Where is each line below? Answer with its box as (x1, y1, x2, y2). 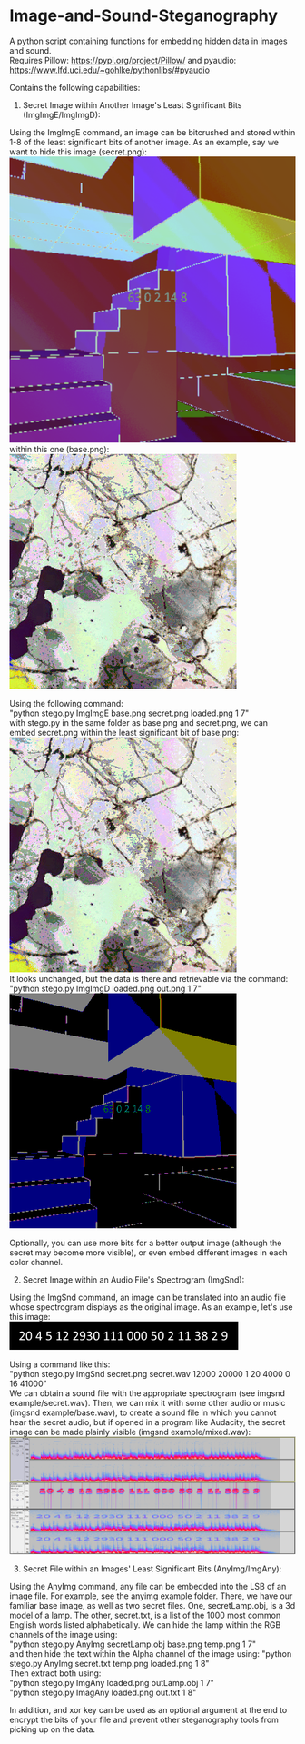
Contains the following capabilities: (9, 82, 141, 93)
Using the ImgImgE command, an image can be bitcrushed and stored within (9, 126, 296, 137)
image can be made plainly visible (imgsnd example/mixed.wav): (9, 1426, 251, 1437)
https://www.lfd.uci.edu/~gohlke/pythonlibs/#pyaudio (9, 64, 211, 75)
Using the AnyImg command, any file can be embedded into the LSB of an (9, 1581, 287, 1592)
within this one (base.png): (9, 443, 110, 454)
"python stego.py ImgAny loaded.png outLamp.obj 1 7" (9, 1678, 215, 1689)
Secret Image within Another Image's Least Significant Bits (22, 99, 242, 110)
